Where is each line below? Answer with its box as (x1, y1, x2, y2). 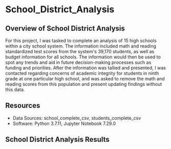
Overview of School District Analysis (5, 24, 125, 33)
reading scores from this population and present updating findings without (5, 81, 162, 87)
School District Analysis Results (5, 135, 110, 144)
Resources (5, 101, 40, 110)
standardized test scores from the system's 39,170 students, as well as (5, 49, 155, 54)
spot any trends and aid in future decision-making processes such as (5, 59, 152, 65)
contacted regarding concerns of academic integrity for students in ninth (5, 70, 159, 76)
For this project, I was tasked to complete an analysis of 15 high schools (5, 37, 157, 44)
